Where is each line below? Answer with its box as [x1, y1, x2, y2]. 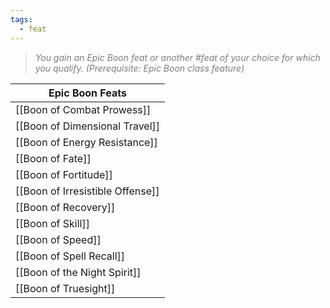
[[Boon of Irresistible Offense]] [15, 184, 160, 198]
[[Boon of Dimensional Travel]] [15, 119, 161, 133]
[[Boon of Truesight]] [15, 281, 116, 295]
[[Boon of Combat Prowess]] [15, 102, 152, 116]
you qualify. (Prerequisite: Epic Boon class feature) [34, 62, 245, 74]
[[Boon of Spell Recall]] [15, 249, 126, 263]
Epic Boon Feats [48, 86, 127, 100]
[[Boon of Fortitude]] [15, 167, 113, 181]
